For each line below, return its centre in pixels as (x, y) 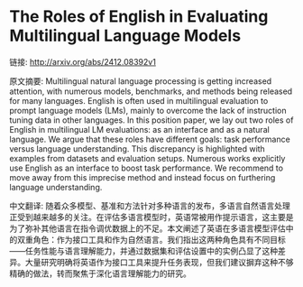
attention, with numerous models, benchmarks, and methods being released (151, 91)
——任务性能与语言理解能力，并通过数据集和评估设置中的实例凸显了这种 (143, 251)
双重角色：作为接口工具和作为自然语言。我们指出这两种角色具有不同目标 (151, 239)
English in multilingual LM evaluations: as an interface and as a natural (140, 129)
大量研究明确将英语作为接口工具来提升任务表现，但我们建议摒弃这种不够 (159, 262)
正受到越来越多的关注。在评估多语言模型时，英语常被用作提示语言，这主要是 (151, 217)
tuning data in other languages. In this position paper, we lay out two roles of (151, 120)
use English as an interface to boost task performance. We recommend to (147, 168)
